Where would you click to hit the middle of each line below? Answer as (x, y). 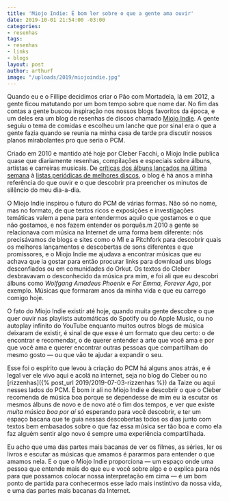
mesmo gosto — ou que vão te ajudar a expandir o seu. (85, 355)
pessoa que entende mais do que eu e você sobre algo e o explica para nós (114, 469)
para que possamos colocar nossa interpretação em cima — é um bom (107, 476)
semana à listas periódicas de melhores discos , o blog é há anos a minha (110, 175)
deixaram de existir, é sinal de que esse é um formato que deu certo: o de (111, 333)
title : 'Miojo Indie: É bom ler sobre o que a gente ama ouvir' (100, 13)
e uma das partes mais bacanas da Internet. (69, 491)
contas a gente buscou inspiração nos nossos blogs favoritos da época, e (111, 111)
